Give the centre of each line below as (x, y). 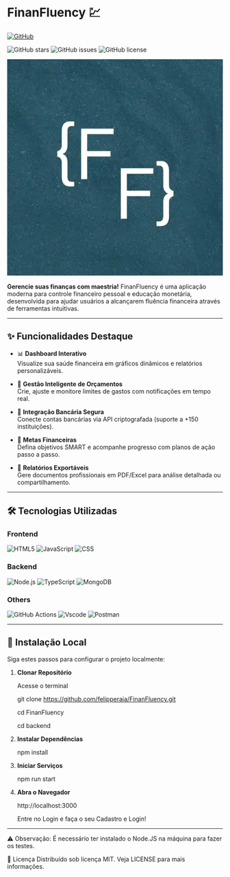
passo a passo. (38, 454)
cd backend (34, 725)
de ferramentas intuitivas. (43, 308)
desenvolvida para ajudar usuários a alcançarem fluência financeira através (114, 301)
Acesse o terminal (42, 685)
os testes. (21, 845)
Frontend (23, 534)
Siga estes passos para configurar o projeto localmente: (86, 659)
